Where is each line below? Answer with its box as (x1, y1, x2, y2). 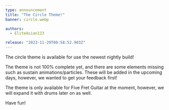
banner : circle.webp (5, 17, 50, 22)
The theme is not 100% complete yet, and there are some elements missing (5, 64, 164, 70)
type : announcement (5, 7, 47, 13)
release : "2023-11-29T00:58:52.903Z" (5, 40, 86, 45)
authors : (5, 26, 24, 31)
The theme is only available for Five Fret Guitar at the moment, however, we (5, 85, 164, 91)
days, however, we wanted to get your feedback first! (5, 75, 117, 80)
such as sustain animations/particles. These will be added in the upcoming (5, 69, 162, 75)
